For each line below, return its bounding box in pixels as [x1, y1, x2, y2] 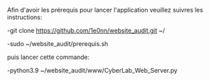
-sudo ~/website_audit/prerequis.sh [7, 40, 108, 47]
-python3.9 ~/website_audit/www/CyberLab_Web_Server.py [7, 67, 178, 74]
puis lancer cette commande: [7, 53, 90, 61]
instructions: [7, 13, 43, 21]
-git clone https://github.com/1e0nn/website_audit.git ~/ [7, 27, 165, 34]
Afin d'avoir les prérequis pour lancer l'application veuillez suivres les [7, 6, 204, 14]
